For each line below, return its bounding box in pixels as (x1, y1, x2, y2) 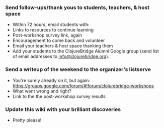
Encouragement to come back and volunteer (12, 37, 105, 43)
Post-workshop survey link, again (12, 32, 82, 38)
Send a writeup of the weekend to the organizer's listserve (5, 66, 151, 73)
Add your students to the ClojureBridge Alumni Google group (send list (12, 48, 159, 54)
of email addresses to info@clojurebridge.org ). (12, 53, 110, 59)
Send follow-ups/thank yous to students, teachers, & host (5, 4, 150, 11)
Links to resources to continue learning (12, 27, 94, 33)
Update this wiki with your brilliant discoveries (5, 105, 121, 112)
